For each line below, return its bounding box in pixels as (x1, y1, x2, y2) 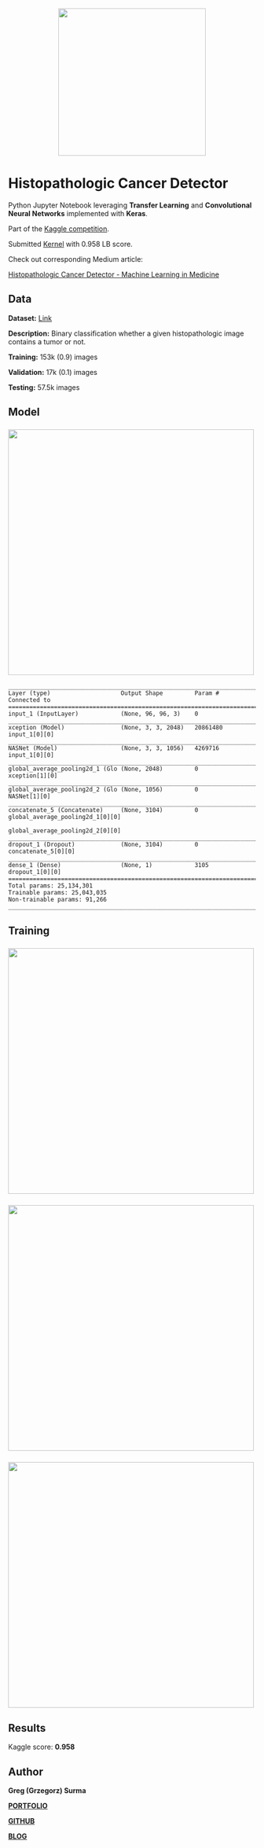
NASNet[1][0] (8, 792, 51, 801)
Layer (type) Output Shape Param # (8, 689, 220, 697)
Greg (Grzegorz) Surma (8, 1786, 86, 1795)
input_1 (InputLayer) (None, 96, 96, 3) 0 (8, 710, 199, 718)
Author (8, 1765, 43, 1778)
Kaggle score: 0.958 (8, 1742, 75, 1752)
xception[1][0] (8, 772, 58, 780)
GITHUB (8, 1817, 35, 1826)
